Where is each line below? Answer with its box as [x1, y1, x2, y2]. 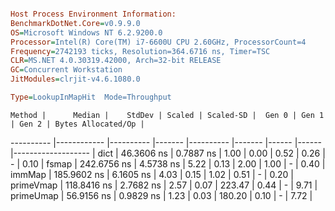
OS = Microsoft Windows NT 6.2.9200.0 [10, 27, 163, 38]
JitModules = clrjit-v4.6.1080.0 [10, 74, 141, 85]
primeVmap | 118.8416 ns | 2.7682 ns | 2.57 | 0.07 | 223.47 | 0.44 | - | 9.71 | [10, 179, 318, 191]
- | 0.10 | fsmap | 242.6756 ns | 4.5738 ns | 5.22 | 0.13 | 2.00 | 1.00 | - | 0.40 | [10, 157, 326, 170]
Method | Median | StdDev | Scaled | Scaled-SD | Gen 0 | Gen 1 [10, 110, 325, 120]
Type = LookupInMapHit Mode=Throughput [10, 92, 172, 102]
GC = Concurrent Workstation [10, 65, 123, 75]
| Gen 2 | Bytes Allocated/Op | [10, 119, 145, 129]
